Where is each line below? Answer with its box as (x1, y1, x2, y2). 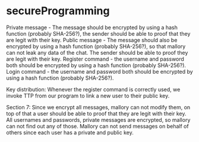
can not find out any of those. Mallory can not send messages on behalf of (6, 122, 189, 130)
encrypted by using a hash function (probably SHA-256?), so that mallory (6, 43, 186, 50)
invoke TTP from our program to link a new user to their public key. (6, 92, 170, 99)
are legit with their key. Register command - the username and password (6, 55, 184, 62)
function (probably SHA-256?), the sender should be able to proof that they (6, 30, 191, 37)
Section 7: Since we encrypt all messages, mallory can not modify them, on (6, 103, 191, 111)
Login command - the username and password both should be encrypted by (6, 68, 193, 75)
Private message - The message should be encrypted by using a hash (6, 24, 178, 31)
